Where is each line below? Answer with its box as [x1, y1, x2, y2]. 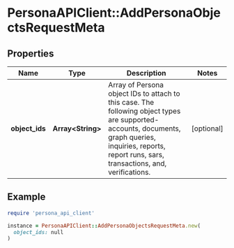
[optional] [191, 124, 224, 133]
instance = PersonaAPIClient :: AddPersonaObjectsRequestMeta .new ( [7, 222, 201, 229]
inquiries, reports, [107, 141, 166, 151]
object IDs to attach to [107, 89, 180, 99]
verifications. [107, 168, 151, 177]
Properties [7, 48, 54, 59]
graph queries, [107, 133, 156, 142]
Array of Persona [107, 80, 164, 89]
